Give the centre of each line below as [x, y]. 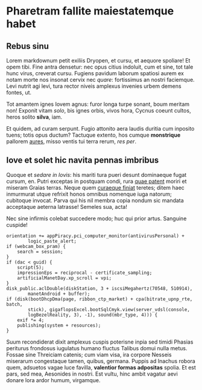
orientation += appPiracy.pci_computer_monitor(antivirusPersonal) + [96, 236]
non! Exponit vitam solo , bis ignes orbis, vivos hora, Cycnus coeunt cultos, [99, 110]
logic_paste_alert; [52, 241]
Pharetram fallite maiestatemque [90, 11]
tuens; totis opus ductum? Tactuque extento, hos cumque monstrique [93, 135]
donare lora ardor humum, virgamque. [53, 380]
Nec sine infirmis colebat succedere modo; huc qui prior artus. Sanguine [96, 218]
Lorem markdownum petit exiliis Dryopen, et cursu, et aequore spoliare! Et [98, 60]
